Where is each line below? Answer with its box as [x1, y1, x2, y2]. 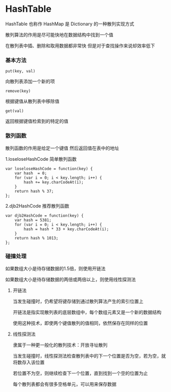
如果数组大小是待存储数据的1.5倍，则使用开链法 [5, 265, 106, 271]
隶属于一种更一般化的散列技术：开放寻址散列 [12, 342, 108, 348]
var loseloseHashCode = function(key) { [5, 166, 93, 171]
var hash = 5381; [14, 217, 52, 222]
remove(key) [5, 88, 31, 94]
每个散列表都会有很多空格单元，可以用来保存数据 [12, 381, 117, 387]
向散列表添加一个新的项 [5, 78, 55, 85]
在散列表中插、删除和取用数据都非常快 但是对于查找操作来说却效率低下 [5, 42, 155, 49]
